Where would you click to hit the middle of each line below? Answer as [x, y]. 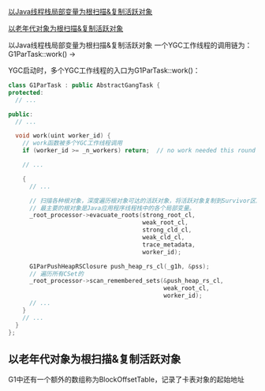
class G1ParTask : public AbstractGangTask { [84, 85]
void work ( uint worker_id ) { [63, 136]
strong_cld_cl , [167, 230]
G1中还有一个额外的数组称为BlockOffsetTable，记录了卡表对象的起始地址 [126, 380]
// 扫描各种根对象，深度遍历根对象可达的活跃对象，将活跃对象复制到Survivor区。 [146, 201]
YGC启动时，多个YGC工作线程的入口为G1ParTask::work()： [104, 70]
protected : [26, 92]
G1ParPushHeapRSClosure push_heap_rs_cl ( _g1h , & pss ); [119, 266]
